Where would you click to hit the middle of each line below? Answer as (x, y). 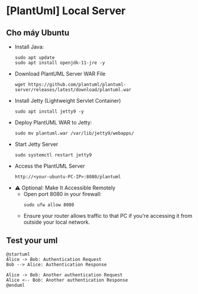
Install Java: (29, 47)
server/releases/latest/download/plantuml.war (73, 90)
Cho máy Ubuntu (38, 33)
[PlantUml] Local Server (66, 11)
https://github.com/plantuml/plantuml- (77, 84)
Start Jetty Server (36, 144)
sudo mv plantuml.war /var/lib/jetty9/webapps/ (74, 133)
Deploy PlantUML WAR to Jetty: (53, 122)
